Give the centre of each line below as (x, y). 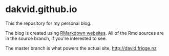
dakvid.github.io (41, 9)
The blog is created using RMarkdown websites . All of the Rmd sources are (84, 33)
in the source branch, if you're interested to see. (56, 38)
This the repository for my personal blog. (48, 23)
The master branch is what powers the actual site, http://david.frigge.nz (81, 48)
